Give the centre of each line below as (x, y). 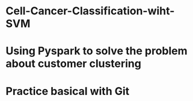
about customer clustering (74, 64)
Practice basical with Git (68, 91)
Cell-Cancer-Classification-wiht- (90, 11)
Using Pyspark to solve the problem (96, 51)
